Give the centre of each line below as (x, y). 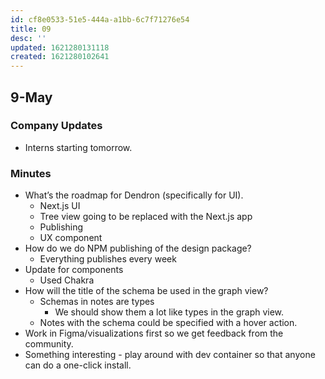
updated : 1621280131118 (60, 47)
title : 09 (31, 29)
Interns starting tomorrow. (78, 147)
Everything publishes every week (108, 259)
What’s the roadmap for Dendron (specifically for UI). (134, 195)
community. (49, 344)
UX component (71, 238)
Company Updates (56, 126)
